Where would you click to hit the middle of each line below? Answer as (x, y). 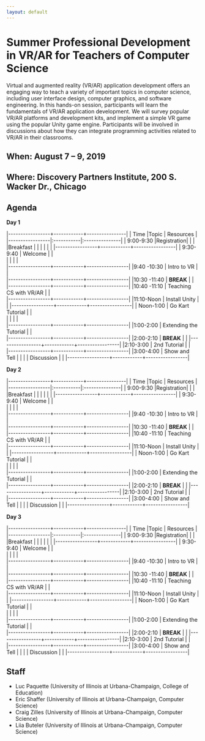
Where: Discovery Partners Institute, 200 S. (91, 177)
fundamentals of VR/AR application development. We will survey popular (98, 111)
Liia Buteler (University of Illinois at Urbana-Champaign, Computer (99, 725)
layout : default (27, 12)
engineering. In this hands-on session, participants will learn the (87, 105)
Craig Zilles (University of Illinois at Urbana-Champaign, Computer (99, 712)
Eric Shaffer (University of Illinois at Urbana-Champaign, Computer (99, 699)
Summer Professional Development (99, 42)
